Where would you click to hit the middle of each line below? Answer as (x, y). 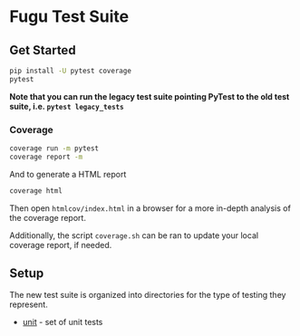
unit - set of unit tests (63, 322)
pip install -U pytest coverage (70, 71)
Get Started (43, 50)
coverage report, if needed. (61, 245)
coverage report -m (46, 157)
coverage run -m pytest (54, 149)
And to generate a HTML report (68, 174)
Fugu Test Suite (69, 17)
